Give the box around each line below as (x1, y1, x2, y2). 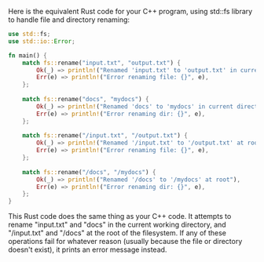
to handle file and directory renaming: (8, 15, 130, 24)
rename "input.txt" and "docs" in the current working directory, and (8, 220, 226, 230)
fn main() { (8, 51, 47, 60)
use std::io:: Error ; (8, 37, 76, 45)
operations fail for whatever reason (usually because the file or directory (8, 237, 243, 246)
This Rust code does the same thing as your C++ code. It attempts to (8, 212, 232, 221)
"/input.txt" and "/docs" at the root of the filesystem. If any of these (8, 228, 226, 238)
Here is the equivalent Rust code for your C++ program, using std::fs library (8, 7, 253, 16)
